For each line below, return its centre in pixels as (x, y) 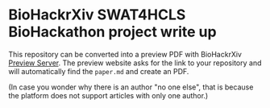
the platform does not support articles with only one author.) (108, 95)
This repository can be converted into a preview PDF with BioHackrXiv (125, 54)
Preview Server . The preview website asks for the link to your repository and (135, 63)
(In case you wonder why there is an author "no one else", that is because (131, 87)
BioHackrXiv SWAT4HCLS (97, 15)
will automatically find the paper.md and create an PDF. (99, 71)
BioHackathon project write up (112, 32)
